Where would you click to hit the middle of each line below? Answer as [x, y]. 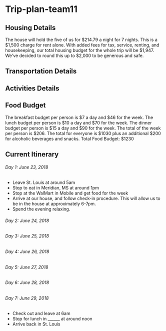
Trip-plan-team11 [41, 9]
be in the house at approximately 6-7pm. [54, 204]
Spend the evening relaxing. [41, 209]
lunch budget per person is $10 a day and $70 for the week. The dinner [78, 122]
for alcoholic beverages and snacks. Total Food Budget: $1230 [69, 138]
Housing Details [30, 28]
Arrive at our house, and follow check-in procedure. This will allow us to [86, 198]
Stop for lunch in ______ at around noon [52, 319]
